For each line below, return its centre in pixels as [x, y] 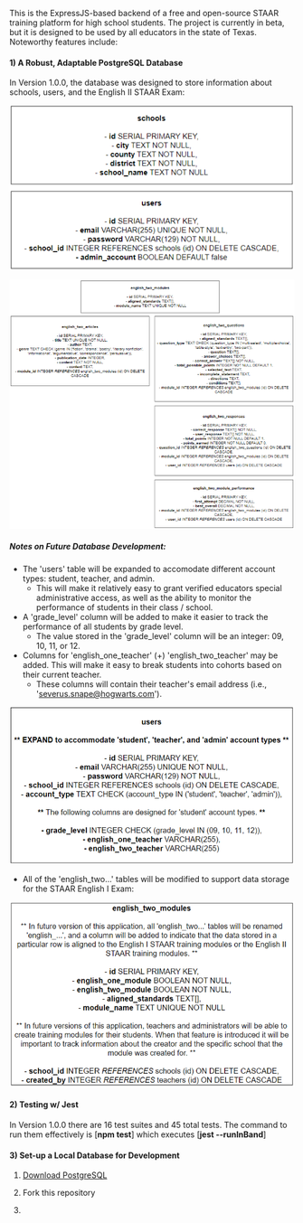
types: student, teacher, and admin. [89, 579]
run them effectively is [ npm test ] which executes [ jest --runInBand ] [138, 1134]
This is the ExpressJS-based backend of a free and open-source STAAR [144, 13]
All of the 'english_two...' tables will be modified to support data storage [156, 880]
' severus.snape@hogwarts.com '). [99, 694]
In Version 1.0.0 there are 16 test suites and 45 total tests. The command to [148, 1124]
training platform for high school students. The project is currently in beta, [147, 23]
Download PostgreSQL [65, 1175]
